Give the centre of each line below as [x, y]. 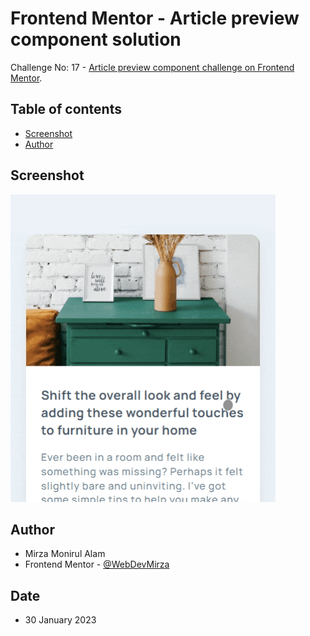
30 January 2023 [60, 620]
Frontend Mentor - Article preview [155, 18]
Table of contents [66, 109]
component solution [96, 39]
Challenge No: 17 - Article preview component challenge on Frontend [152, 67]
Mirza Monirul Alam [65, 554]
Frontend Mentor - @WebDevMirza [97, 564]
